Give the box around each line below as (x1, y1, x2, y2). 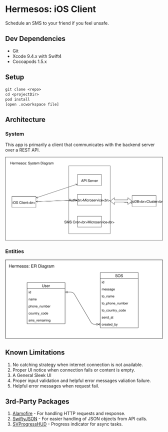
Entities (5, 248, 24, 255)
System (5, 130, 24, 137)
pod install (5, 96, 30, 102)
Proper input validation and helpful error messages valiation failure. (12, 377, 151, 383)
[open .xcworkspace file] (5, 101, 59, 107)
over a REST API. (5, 147, 40, 153)
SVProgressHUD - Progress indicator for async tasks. (12, 421, 123, 427)
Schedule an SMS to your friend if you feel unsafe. (5, 20, 109, 26)
